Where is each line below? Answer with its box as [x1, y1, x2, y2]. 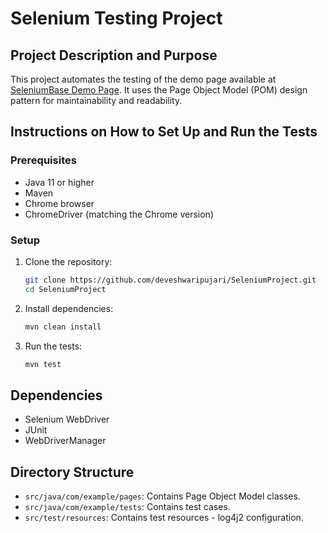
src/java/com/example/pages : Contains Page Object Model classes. [24, 490, 301, 502]
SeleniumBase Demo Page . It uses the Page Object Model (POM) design [10, 84, 308, 96]
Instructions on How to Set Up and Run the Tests [10, 123, 318, 141]
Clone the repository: [24, 255, 113, 267]
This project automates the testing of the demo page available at [10, 73, 277, 85]
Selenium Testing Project [10, 7, 223, 30]
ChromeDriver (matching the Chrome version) [24, 208, 215, 220]
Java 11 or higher [24, 176, 95, 188]
